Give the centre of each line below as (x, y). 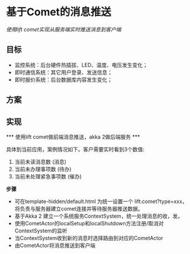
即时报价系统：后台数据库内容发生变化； (63, 79)
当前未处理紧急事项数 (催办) (48, 176)
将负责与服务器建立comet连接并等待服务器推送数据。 (79, 208)
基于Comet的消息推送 (59, 12)
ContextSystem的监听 (41, 231)
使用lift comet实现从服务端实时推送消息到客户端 (64, 29)
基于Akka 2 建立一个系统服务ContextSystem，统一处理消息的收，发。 (99, 216)
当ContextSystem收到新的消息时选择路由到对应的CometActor (89, 238)
